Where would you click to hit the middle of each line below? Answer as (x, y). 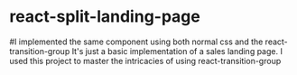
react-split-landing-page (105, 17)
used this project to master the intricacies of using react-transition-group (145, 61)
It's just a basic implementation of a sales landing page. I (177, 51)
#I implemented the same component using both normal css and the (136, 42)
